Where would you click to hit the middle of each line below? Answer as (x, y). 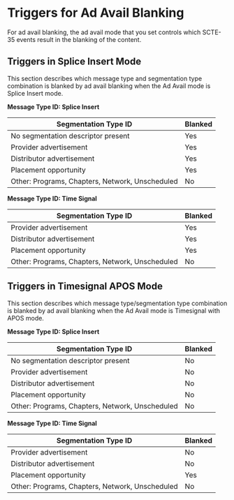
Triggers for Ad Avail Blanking (96, 13)
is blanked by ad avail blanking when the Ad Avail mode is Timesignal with (114, 310)
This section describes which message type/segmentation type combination (117, 303)
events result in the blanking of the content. (79, 39)
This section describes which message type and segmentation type (105, 78)
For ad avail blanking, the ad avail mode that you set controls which (104, 32)
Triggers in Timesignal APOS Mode (85, 287)
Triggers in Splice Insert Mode (74, 62)
